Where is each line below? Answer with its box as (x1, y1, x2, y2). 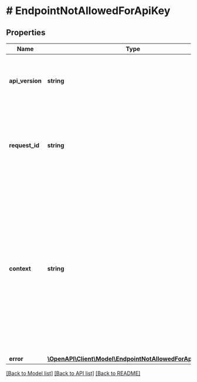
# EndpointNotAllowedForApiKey (6, 4, 171, 18)
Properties (6, 28, 46, 38)
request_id (9, 141, 40, 149)
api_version (9, 77, 42, 84)
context (9, 265, 31, 272)
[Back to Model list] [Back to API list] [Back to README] (6, 370, 141, 377)
